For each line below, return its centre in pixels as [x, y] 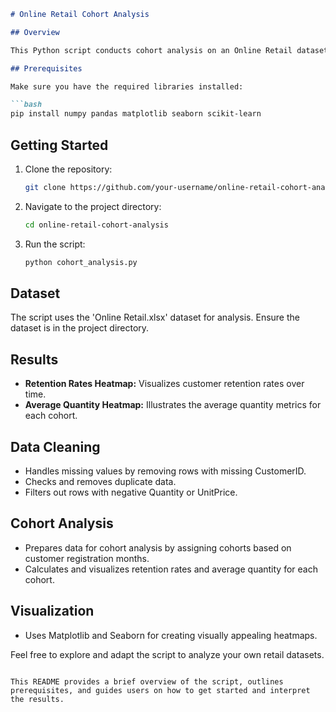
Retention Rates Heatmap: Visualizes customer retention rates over [164, 384]
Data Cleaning [55, 446]
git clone [45, 187]
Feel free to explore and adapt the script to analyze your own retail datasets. [167, 654]
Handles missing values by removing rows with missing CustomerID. [165, 471]
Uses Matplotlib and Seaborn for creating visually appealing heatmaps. [171, 635]
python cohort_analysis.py [81, 262]
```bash [26, 105]
